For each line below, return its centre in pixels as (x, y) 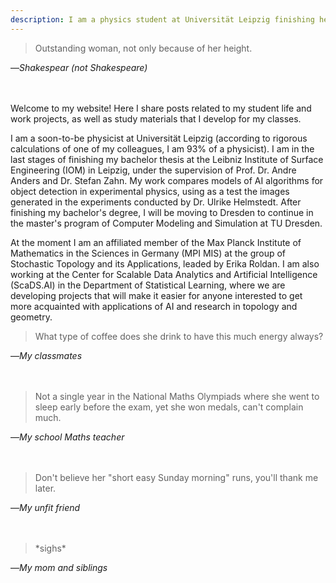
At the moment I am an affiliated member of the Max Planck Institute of (156, 242)
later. (45, 488)
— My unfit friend (45, 507)
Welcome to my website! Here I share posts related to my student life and (161, 108)
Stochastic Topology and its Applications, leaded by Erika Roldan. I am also (165, 263)
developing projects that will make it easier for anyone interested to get (156, 295)
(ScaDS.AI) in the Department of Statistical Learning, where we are (148, 285)
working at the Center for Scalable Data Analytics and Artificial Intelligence (164, 274)
